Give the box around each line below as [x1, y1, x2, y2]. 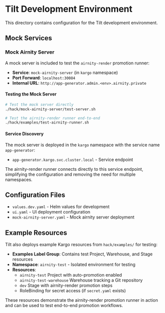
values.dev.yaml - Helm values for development [12, 204, 110, 210]
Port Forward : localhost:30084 [12, 75, 75, 81]
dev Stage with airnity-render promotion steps [19, 282, 113, 288]
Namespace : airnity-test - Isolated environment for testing [12, 262, 135, 268]
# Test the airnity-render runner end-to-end [5, 116, 100, 121]
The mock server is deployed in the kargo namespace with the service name [5, 142, 160, 148]
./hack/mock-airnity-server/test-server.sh [5, 107, 96, 112]
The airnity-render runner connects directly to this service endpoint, [5, 166, 144, 172]
